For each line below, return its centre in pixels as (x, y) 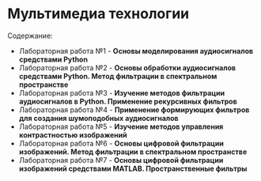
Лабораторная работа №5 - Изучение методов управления (121, 126)
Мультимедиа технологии (98, 14)
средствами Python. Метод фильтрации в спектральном (118, 76)
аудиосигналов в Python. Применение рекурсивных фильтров (128, 101)
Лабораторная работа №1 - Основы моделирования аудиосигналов (136, 51)
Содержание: (30, 36)
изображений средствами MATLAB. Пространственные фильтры (133, 168)
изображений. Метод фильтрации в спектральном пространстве (133, 152)
